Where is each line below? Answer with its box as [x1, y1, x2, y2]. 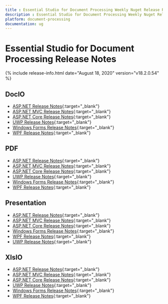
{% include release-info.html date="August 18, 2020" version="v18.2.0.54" [5, 70, 159, 76]
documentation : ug [5, 21, 43, 27]
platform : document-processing [5, 17, 70, 22]
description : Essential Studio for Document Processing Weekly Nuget [5, 12, 155, 17]
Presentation [5, 199, 46, 207]
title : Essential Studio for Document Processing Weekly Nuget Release [5, 7, 160, 13]
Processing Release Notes [5, 54, 116, 65]
